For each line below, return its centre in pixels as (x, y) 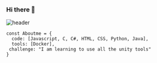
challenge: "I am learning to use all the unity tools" (80, 49)
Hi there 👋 (21, 10)
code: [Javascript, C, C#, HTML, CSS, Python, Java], (80, 39)
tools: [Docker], (33, 44)
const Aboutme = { (29, 34)
